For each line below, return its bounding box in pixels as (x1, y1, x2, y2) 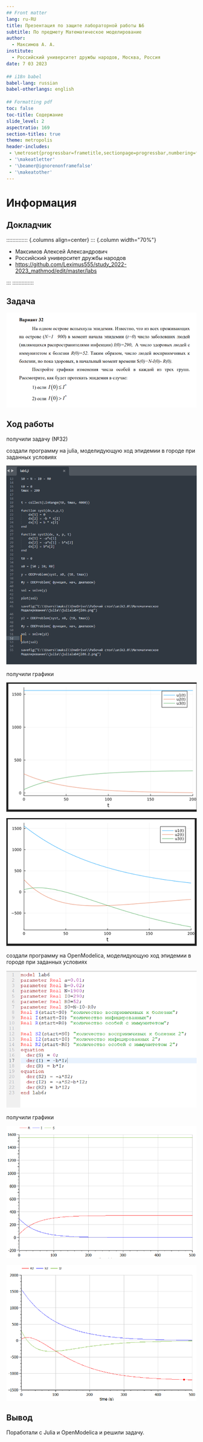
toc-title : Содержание (6, 112, 63, 118)
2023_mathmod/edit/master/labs (14, 267, 97, 274)
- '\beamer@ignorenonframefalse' (8, 163, 94, 169)
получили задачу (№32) (6, 435, 68, 443)
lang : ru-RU (6, 16, 36, 22)
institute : (6, 48, 34, 54)
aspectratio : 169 (6, 125, 50, 131)
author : (6, 35, 26, 42)
